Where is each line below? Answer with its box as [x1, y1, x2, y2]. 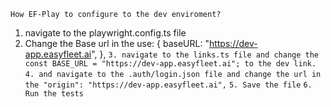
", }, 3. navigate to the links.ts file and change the [91, 48, 319, 60]
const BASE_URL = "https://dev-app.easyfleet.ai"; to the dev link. [24, 59, 317, 69]
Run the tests [24, 89, 84, 99]
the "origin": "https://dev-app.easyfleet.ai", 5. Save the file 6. [24, 80, 313, 90]
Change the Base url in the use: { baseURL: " [24, 38, 210, 49]
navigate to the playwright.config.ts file [24, 27, 187, 39]
